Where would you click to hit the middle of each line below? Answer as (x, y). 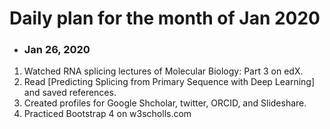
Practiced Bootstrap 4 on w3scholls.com (107, 114)
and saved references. (70, 93)
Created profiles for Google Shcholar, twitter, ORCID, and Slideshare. (165, 103)
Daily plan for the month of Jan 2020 (165, 18)
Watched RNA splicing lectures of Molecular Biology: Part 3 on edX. (163, 71)
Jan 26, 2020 (57, 50)
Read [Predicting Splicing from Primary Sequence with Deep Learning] (169, 82)
